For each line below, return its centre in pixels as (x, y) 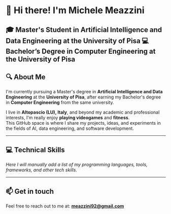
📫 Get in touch (30, 191)
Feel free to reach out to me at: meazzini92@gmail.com (65, 206)
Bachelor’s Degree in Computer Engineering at (81, 51)
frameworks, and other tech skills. (42, 170)
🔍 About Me (26, 77)
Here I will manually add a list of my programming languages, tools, (77, 165)
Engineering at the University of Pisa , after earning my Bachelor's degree (83, 97)
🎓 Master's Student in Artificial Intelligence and (84, 30)
